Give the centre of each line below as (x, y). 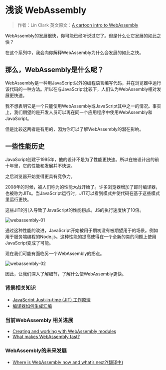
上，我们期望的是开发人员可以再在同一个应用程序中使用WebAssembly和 (79, 112)
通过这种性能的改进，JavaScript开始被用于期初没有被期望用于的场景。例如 (82, 230)
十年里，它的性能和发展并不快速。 (40, 165)
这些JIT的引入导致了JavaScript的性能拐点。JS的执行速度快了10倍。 (75, 210)
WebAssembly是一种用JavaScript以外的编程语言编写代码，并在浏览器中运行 (83, 82)
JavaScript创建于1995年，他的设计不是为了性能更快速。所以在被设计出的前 (82, 159)
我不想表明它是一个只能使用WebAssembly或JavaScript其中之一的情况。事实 (83, 106)
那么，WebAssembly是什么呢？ (55, 70)
